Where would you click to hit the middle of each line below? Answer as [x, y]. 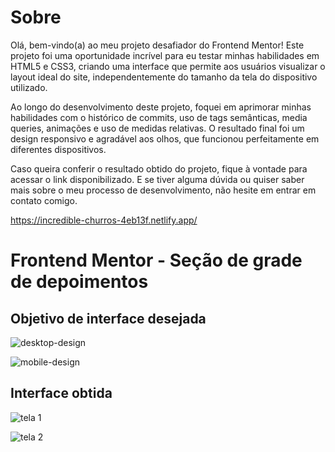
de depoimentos [79, 282]
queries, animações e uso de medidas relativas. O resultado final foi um [157, 128]
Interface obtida [61, 393]
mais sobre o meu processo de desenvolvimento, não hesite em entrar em [163, 190]
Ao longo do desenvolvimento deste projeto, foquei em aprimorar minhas [161, 107]
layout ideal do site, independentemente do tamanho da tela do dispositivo [164, 77]
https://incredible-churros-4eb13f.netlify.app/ [104, 220]
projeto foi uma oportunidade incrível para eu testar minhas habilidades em [165, 55]
